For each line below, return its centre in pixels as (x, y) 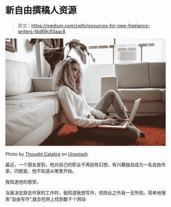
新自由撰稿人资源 (41, 10)
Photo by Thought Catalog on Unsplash (47, 154)
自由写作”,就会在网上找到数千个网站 (49, 199)
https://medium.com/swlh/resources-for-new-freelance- (91, 26)
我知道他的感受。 (23, 181)
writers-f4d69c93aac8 (41, 31)
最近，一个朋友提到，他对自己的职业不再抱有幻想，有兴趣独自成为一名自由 (83, 165)
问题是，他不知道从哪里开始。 (45, 171)
